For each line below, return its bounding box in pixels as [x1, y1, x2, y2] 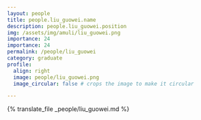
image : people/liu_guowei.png [13, 73, 99, 81]
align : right [13, 67, 51, 74]
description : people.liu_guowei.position [7, 23, 127, 29]
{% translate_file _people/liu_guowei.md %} [7, 105, 130, 113]
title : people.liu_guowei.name [7, 16, 96, 23]
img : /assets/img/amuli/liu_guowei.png [7, 29, 121, 36]
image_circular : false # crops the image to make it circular [13, 80, 194, 87]
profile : [7, 61, 32, 68]
